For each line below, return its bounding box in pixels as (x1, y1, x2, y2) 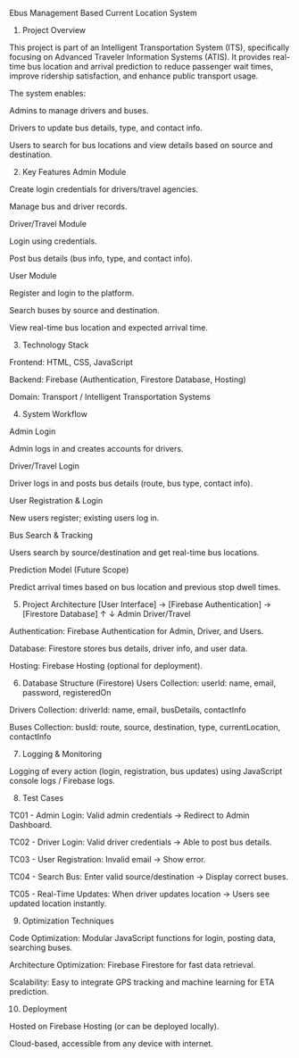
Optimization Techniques (21, 915, 114, 926)
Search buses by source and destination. (9, 305, 160, 315)
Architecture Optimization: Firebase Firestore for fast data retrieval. (9, 960, 256, 970)
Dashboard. (9, 820, 53, 829)
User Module (9, 271, 57, 280)
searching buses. (9, 942, 73, 953)
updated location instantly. (9, 898, 107, 909)
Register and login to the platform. (9, 287, 135, 298)
